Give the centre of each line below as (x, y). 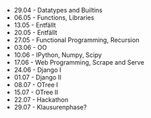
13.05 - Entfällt (35, 25)
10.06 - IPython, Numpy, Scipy (58, 55)
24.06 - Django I (38, 70)
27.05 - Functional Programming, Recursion (77, 40)
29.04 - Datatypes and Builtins (58, 10)
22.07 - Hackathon (41, 100)
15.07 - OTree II (36, 92)
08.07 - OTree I (36, 85)
